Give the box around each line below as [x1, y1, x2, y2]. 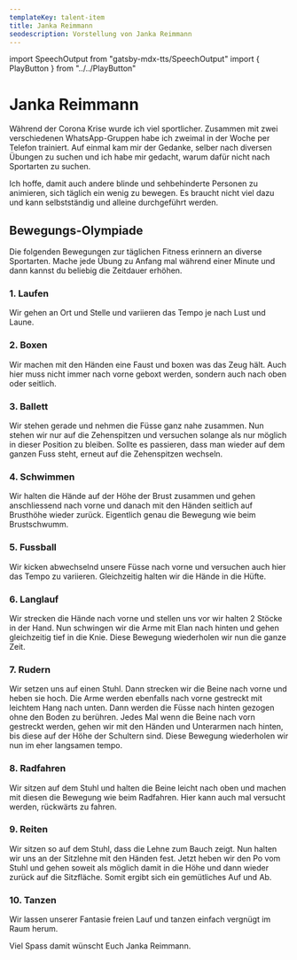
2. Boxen [9, 339, 48, 351]
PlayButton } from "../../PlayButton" [9, 63, 137, 74]
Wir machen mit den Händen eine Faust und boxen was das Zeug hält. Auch [9, 359, 286, 370]
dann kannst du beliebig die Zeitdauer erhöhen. [9, 265, 183, 276]
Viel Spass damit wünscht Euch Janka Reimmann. [9, 940, 191, 951]
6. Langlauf [9, 593, 59, 605]
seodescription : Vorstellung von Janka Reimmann [9, 29, 192, 38]
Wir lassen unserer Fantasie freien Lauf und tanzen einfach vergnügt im [9, 914, 271, 925]
